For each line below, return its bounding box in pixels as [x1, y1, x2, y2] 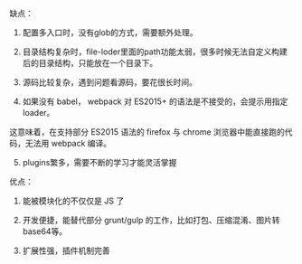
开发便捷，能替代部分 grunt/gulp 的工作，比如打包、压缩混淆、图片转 [22, 215, 280, 225]
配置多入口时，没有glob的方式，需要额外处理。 [22, 27, 198, 38]
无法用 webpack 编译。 [24, 138, 112, 148]
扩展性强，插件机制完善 [22, 245, 110, 256]
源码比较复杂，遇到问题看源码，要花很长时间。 [22, 77, 197, 88]
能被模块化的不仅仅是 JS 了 [22, 195, 125, 206]
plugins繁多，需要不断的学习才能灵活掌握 [22, 157, 177, 167]
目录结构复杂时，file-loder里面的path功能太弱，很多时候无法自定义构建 [22, 46, 288, 57]
